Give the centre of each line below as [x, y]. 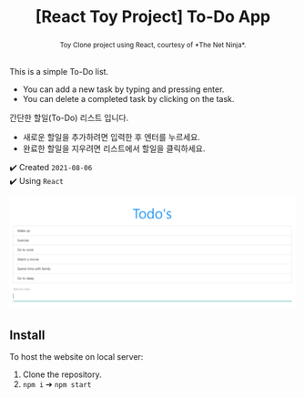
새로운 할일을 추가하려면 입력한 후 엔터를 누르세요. [111, 137]
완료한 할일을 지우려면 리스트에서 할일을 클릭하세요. [114, 148]
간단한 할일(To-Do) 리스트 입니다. [69, 117]
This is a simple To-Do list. [59, 71]
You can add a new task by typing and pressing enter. [123, 89]
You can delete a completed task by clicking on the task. [128, 98]
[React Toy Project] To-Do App [153, 17]
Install [27, 335]
